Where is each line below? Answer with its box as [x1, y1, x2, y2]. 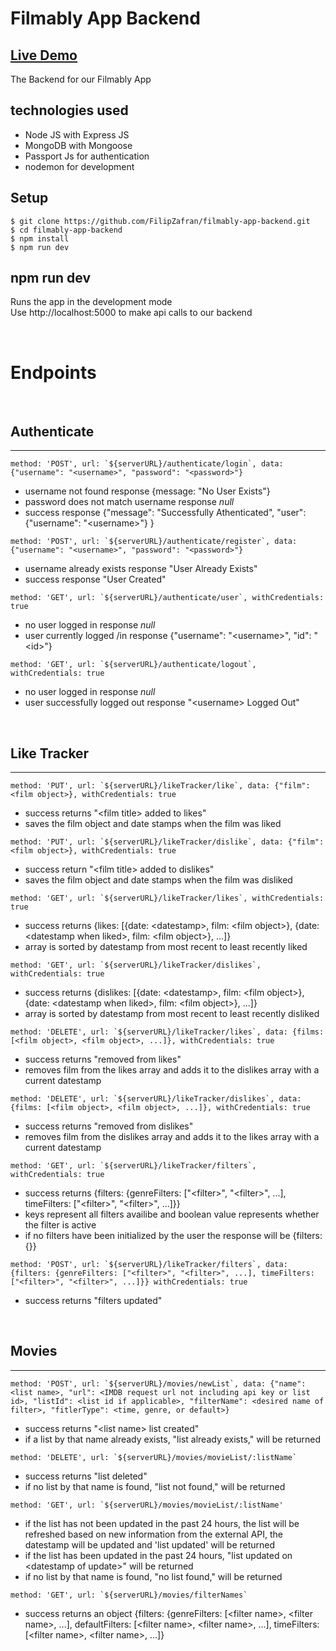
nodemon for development [24, 160, 135, 172]
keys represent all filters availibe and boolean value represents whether [24, 1208, 320, 1220]
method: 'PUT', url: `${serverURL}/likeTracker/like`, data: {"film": [10, 781, 311, 791]
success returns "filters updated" [24, 1295, 163, 1306]
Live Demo [10, 47, 78, 64]
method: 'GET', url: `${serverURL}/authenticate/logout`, [10, 660, 257, 670]
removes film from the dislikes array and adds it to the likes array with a [24, 1131, 320, 1142]
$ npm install [10, 233, 70, 244]
